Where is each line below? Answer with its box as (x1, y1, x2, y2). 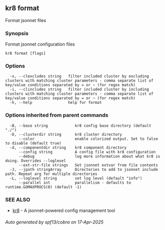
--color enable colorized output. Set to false (18, 136, 158, 141)
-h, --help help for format (10, 100, 102, 105)
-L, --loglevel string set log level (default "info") (10, 175, 142, 181)
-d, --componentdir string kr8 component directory (10, 145, 127, 150)
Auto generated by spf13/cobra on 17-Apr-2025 (5, 219, 104, 225)
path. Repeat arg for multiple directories (5, 171, 98, 176)
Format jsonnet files (5, 17, 47, 23)
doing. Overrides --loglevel (5, 158, 66, 163)
